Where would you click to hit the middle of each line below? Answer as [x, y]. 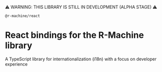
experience [16, 64]
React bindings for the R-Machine [75, 35]
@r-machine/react [23, 16]
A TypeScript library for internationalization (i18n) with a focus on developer [81, 59]
